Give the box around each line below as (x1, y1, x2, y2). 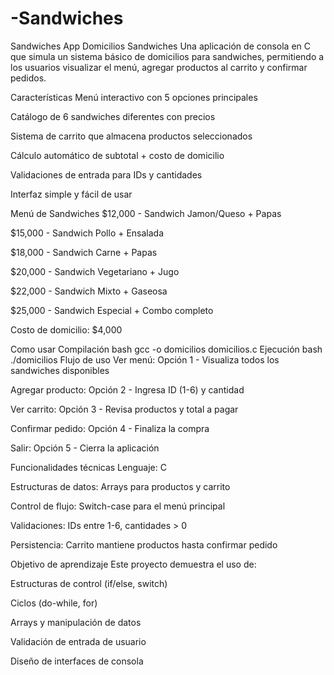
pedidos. (10, 72, 47, 84)
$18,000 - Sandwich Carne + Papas (10, 246, 158, 258)
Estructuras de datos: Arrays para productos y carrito (10, 480, 231, 492)
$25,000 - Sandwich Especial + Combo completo (10, 304, 214, 316)
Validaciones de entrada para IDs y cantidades (10, 168, 203, 181)
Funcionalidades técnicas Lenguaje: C (10, 461, 167, 473)
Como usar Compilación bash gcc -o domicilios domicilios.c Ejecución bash (10, 343, 323, 355)
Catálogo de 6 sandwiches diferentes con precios (10, 110, 216, 122)
